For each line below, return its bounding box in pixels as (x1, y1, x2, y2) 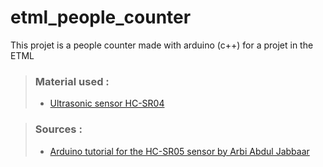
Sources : (34, 122, 83, 136)
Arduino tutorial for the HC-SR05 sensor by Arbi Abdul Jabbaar (49, 145, 310, 157)
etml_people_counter (10, 6, 192, 29)
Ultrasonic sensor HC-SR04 (49, 97, 165, 110)
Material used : (34, 74, 110, 88)
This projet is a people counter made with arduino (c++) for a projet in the (10, 39, 314, 51)
